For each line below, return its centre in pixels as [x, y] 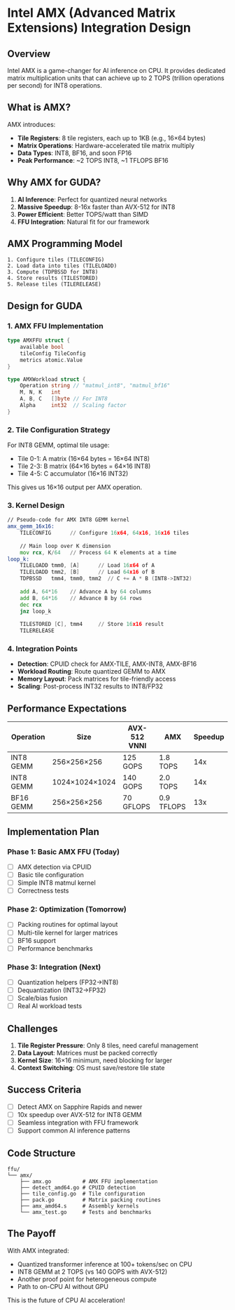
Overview [29, 54]
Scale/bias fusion [42, 998]
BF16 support [36, 940]
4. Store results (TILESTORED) [53, 279]
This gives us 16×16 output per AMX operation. [74, 487]
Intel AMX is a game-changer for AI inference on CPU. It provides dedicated [116, 71]
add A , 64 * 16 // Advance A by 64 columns [86, 591]
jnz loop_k [36, 611]
